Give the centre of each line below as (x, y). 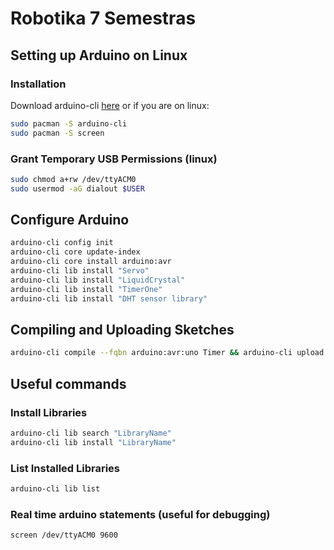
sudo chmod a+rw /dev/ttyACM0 (73, 179)
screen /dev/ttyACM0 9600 (64, 535)
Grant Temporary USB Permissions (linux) (114, 159)
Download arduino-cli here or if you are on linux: (110, 105)
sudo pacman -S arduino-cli (69, 123)
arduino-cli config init (62, 243)
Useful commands (68, 383)
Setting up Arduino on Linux (99, 55)
